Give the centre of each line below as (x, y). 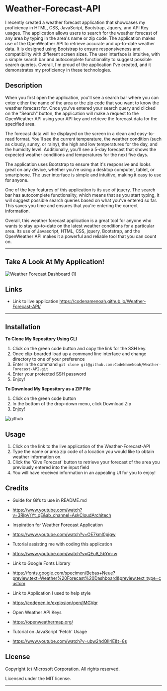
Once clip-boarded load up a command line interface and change (79, 354)
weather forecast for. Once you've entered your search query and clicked (80, 108)
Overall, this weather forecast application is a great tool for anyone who (78, 220)
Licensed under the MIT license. (38, 678)
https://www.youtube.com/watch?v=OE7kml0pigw (64, 534)
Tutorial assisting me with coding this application (62, 544)
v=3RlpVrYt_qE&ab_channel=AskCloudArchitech (62, 515)
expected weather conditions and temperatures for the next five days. (77, 154)
